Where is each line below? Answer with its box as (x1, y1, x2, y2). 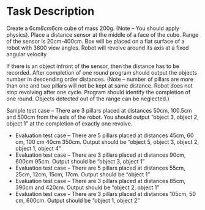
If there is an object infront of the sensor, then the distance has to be (6, 62, 179, 70)
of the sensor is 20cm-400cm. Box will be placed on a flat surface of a (6, 37, 185, 45)
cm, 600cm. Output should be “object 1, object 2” (15, 197, 140, 204)
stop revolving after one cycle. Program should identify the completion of (6, 88, 191, 96)
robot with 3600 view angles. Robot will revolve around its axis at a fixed (6, 44, 189, 51)
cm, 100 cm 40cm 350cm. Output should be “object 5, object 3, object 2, (15, 138, 199, 145)
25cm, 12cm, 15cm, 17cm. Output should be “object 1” (15, 170, 151, 178)
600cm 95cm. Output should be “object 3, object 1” (15, 157, 145, 165)
